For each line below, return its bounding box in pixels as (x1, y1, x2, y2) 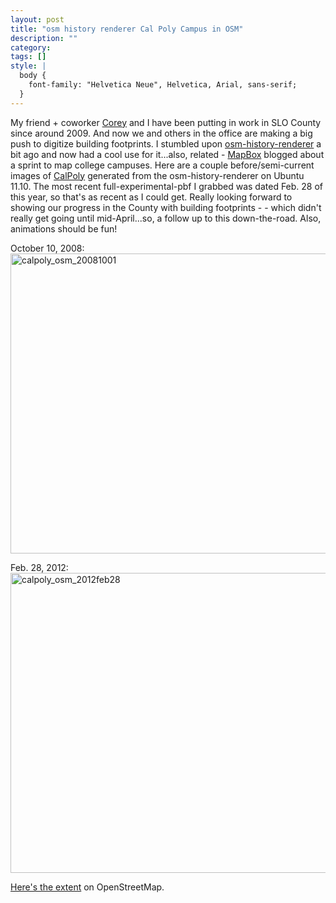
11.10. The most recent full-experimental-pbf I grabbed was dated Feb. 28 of (10, 180, 324, 192)
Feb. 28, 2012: (10, 561, 69, 573)
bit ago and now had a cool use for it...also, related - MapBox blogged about (10, 148, 325, 160)
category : (10, 42, 52, 53)
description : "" (10, 33, 78, 43)
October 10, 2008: (10, 242, 85, 254)
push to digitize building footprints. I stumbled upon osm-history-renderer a (10, 137, 322, 150)
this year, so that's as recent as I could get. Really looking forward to (10, 191, 293, 203)
